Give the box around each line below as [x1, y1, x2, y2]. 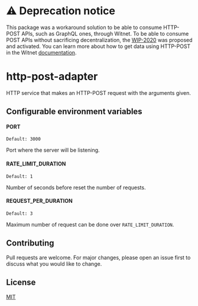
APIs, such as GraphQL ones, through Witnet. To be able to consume [21, 30, 189, 37]
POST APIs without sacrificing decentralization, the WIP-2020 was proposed [6, 36, 193, 43]
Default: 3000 [6, 136, 41, 142]
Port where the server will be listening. [6, 146, 100, 154]
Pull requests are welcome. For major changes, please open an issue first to [6, 254, 191, 261]
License [6, 278, 36, 288]
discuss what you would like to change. [6, 260, 102, 267]
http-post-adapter [6, 70, 98, 84]
